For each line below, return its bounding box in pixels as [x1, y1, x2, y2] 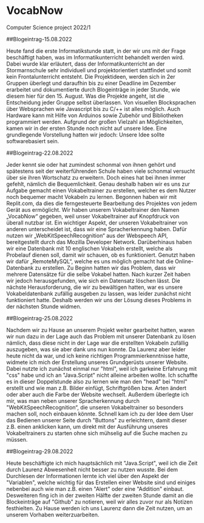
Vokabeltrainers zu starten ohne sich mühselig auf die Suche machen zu [6, 429, 188, 437]
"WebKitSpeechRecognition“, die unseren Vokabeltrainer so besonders [6, 403, 184, 411]
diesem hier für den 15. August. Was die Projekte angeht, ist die [6, 92, 165, 100]
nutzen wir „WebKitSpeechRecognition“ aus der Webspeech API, [6, 232, 168, 239]
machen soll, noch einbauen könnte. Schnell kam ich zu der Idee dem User [6, 410, 194, 417]
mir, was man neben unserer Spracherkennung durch [6, 397, 140, 404]
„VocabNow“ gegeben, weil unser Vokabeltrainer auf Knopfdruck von [6, 212, 180, 220]
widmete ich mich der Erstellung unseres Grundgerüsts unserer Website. [6, 359, 188, 366]
